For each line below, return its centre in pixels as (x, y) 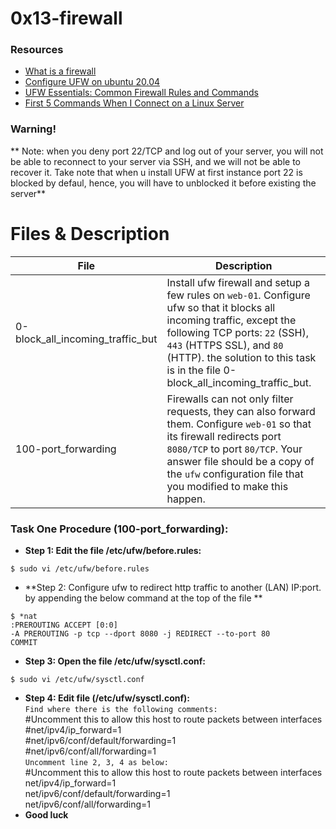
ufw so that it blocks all (221, 307)
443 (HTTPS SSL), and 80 (225, 345)
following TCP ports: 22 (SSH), (237, 332)
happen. (186, 499)
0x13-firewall (66, 18)
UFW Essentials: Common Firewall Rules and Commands (141, 93)
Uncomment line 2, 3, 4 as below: (96, 763)
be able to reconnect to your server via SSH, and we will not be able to (155, 161)
